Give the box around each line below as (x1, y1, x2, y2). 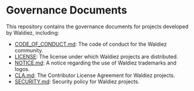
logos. (14, 65, 30, 72)
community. (14, 46, 43, 53)
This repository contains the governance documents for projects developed (6, 23, 189, 30)
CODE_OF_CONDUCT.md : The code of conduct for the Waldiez (14, 41, 167, 48)
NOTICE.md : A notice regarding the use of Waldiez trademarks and (14, 59, 177, 66)
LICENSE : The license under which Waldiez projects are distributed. (14, 53, 179, 60)
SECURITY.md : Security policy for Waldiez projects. (14, 77, 139, 85)
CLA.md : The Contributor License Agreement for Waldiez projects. (14, 72, 175, 79)
